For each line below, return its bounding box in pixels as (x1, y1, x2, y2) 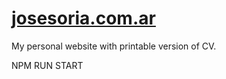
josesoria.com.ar (11, 7, 156, 30)
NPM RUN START (11, 59, 84, 71)
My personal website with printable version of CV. (11, 40, 217, 52)
